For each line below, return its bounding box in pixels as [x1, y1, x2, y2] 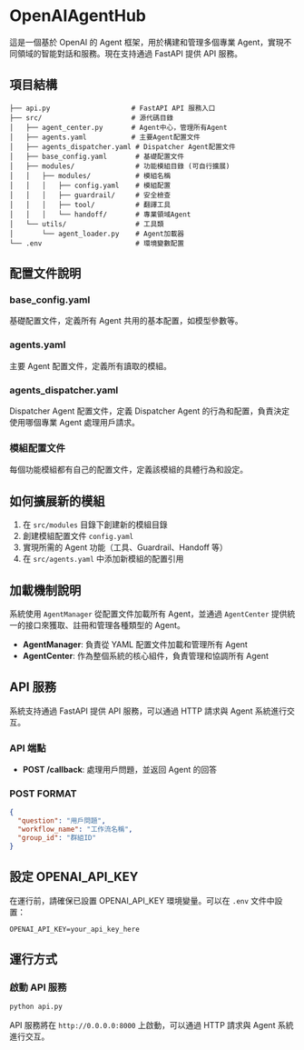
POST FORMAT [9, 787, 77, 800]
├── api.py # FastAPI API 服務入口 [9, 104, 216, 113]
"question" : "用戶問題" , [17, 816, 106, 825]
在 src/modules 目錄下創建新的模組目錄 [22, 519, 168, 530]
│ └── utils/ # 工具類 [9, 219, 164, 228]
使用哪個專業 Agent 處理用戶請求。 [9, 417, 141, 428]
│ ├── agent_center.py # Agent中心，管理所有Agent [9, 123, 228, 132]
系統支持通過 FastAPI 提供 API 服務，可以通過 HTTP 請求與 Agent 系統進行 [9, 705, 288, 716]
